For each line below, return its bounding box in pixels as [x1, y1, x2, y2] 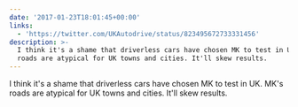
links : [9, 21, 34, 30]
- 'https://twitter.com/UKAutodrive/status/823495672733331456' [17, 29, 260, 38]
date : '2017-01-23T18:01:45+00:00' [9, 12, 141, 22]
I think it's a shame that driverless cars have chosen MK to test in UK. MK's [9, 79, 284, 88]
